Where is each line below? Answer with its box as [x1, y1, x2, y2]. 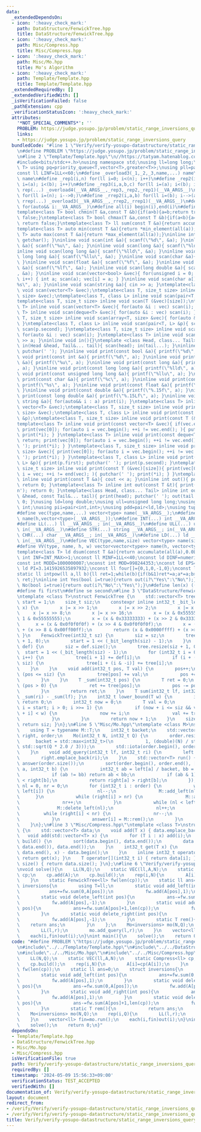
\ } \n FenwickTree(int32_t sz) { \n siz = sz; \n [17, 632, 165, 638]
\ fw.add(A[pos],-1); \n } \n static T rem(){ [17, 916, 197, 922]
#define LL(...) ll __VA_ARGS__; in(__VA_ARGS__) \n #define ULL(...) [17, 521, 191, 527]
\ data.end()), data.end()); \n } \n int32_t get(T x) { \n [17, 844, 178, 850]
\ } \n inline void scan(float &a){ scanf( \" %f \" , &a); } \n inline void [17, 259, 194, 265]
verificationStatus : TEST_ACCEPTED [11, 1077, 100, 1084]
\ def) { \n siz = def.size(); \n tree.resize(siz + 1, [17, 643, 191, 650]
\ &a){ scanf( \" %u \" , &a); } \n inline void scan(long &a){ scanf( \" [17, 243, 188, 249]
